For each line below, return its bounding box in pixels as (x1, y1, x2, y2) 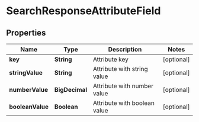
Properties (6, 28, 46, 38)
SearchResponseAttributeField (6, 4, 161, 18)
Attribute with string (92, 65, 148, 73)
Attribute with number (92, 82, 154, 90)
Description (108, 46, 142, 53)
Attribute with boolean (92, 99, 155, 107)
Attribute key (92, 55, 129, 63)
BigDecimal (54, 86, 88, 94)
